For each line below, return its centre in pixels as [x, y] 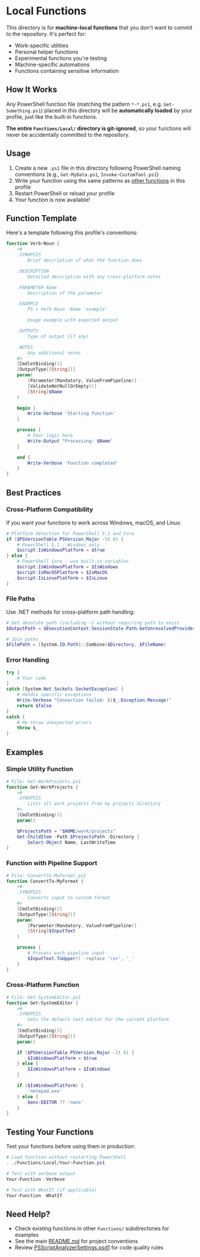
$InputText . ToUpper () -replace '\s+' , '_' [81, 958]
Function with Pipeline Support [52, 863]
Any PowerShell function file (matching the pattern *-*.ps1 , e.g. [84, 104]
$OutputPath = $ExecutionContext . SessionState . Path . [73, 628]
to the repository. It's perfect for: [46, 33]
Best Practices [34, 493]
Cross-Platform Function [43, 985]
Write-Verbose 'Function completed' [73, 463]
